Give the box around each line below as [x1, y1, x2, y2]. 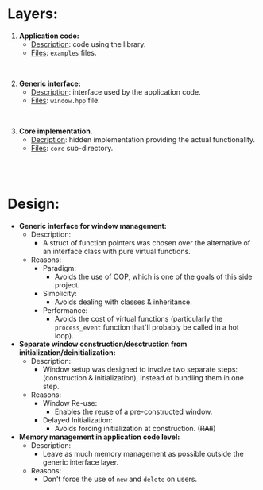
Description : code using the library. [30, 39, 146, 48]
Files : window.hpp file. [30, 95, 100, 105]
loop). [54, 330, 74, 340]
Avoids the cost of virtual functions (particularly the [54, 314, 223, 323]
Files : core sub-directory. [30, 143, 114, 152]
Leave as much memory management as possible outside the [42, 449, 244, 458]
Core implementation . [18, 126, 93, 136]
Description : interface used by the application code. [30, 87, 201, 96]
